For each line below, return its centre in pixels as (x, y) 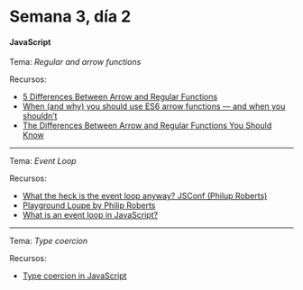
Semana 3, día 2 (70, 17)
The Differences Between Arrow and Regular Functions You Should (147, 126)
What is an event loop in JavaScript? (90, 215)
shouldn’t (40, 116)
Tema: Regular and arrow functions (75, 62)
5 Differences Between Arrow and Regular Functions (120, 97)
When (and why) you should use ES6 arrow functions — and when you (154, 106)
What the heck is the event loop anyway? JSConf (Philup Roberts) (145, 196)
